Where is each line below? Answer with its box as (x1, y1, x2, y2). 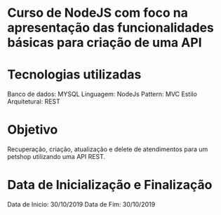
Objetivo (7, 122, 58, 138)
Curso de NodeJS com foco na (7, 5, 188, 21)
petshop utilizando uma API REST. (7, 153, 106, 161)
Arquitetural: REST (7, 97, 61, 106)
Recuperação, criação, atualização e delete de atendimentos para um (7, 145, 208, 153)
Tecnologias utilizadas (7, 67, 142, 83)
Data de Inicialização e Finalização (7, 177, 213, 193)
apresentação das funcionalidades (7, 20, 214, 36)
